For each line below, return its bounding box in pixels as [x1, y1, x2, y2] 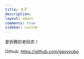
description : [5, 12, 31, 16]
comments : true [5, 20, 36, 26]
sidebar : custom [5, 25, 38, 30]
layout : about [5, 16, 34, 21]
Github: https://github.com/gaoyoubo [5, 49, 79, 55]
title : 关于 [5, 7, 28, 12]
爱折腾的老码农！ [5, 39, 39, 45]
